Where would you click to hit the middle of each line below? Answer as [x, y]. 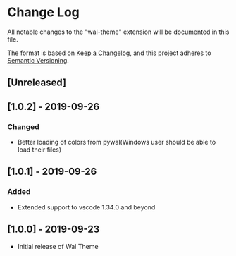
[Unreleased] [37, 83]
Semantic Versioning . [38, 60]
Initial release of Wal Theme [58, 246]
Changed [24, 126]
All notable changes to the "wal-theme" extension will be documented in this [118, 32]
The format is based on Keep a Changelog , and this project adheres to [109, 53]
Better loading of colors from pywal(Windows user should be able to [117, 142]
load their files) [39, 150]
